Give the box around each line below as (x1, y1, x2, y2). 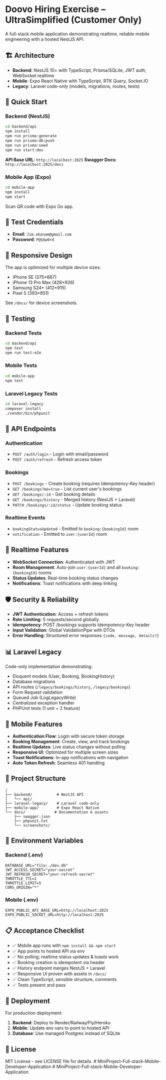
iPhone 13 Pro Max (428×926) (12, 280, 75, 286)
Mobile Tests (5, 362, 37, 369)
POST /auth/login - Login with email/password (12, 451, 108, 457)
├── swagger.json (14, 814, 50, 819)
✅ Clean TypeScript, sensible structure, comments (12, 976, 117, 982)
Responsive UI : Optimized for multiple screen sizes (12, 749, 118, 755)
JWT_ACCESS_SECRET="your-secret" (5, 867, 75, 872)
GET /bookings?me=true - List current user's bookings (12, 486, 122, 492)
